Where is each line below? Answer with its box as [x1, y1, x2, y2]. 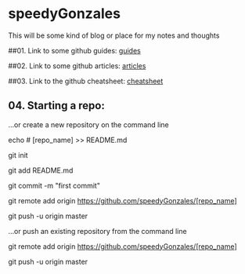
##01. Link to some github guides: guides [8, 46, 141, 55]
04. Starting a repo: [8, 99, 106, 112]
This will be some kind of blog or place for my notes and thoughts [8, 31, 220, 40]
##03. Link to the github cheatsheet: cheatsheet [8, 76, 164, 86]
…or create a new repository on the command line [8, 119, 170, 130]
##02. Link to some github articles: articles [8, 60, 146, 71]
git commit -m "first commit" [8, 181, 100, 190]
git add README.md [8, 166, 74, 175]
